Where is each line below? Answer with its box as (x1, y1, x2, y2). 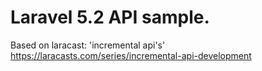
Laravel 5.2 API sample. (10, 6, 210, 29)
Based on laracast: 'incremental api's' (10, 39, 166, 51)
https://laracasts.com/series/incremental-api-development (10, 49, 252, 61)
